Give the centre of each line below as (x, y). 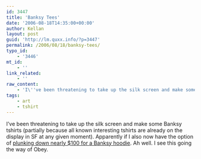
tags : (13, 95)
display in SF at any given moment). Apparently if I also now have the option (100, 136)
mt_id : (14, 62)
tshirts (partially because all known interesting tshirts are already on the (95, 130)
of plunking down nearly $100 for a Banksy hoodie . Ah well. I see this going (99, 143)
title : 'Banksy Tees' (33, 17)
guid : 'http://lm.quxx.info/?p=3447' (53, 40)
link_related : (24, 73)
